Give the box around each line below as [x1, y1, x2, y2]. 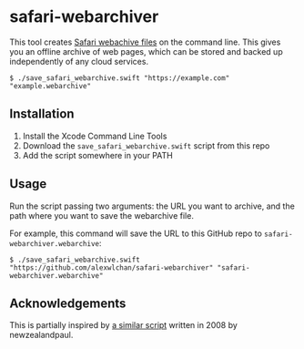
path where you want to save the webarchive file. [9, 210, 194, 221]
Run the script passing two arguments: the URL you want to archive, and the [9, 200, 296, 211]
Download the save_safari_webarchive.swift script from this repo [22, 139, 270, 151]
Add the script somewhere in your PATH [22, 149, 173, 160]
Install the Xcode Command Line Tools [22, 130, 167, 141]
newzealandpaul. [9, 330, 74, 341]
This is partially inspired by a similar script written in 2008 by [9, 320, 238, 331]
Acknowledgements [9, 295, 127, 311]
